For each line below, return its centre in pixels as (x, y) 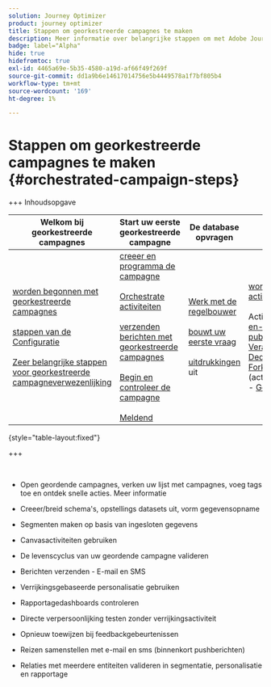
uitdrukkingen (215, 362)
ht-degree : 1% (32, 99)
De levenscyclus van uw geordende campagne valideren (114, 556)
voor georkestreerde (51, 373)
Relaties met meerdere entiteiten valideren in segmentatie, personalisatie (141, 666)
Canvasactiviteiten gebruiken (68, 540)
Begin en (136, 377)
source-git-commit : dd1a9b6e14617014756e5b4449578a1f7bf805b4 (115, 76)
